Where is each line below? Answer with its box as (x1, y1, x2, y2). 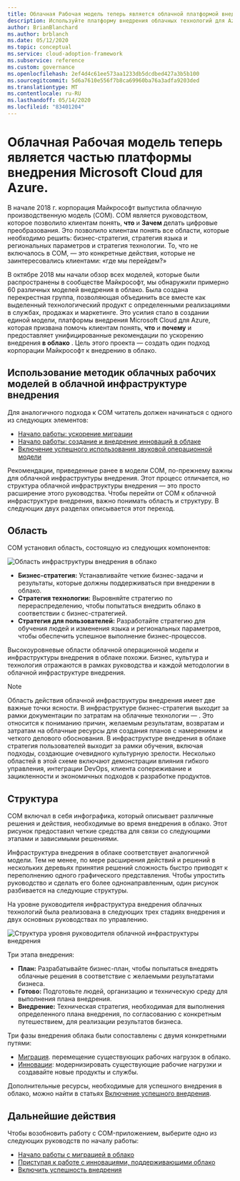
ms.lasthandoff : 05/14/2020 (7, 97, 91, 104)
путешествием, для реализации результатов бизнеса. (17, 1017, 184, 1026)
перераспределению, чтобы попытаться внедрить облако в (17, 601, 201, 610)
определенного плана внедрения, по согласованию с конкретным (17, 1010, 221, 1018)
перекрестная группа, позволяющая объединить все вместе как (7, 293, 206, 301)
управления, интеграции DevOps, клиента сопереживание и (7, 765, 192, 773)
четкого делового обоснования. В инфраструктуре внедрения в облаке (7, 734, 226, 743)
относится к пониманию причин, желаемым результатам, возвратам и (7, 719, 225, 728)
